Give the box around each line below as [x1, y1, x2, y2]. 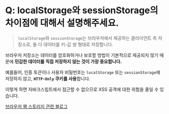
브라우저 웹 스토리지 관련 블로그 [5, 103, 68, 109]
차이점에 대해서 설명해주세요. [5, 17, 119, 29]
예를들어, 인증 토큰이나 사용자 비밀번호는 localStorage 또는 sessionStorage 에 [5, 69, 161, 75]
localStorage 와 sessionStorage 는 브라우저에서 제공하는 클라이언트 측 [17, 35, 157, 41]
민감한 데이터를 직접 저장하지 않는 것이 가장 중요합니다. [14, 58, 122, 64]
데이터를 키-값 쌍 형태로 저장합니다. [43, 41, 113, 47]
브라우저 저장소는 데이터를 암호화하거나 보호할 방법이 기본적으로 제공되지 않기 [5, 52, 159, 58]
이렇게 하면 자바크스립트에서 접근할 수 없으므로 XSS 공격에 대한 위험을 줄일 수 [5, 86, 159, 92]
